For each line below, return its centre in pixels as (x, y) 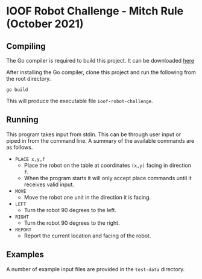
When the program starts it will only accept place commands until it (108, 178)
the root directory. (29, 79)
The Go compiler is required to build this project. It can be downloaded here (100, 61)
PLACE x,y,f (30, 159)
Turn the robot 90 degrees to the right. (72, 223)
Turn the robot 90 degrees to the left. (70, 210)
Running (23, 120)
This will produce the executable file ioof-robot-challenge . (80, 101)
